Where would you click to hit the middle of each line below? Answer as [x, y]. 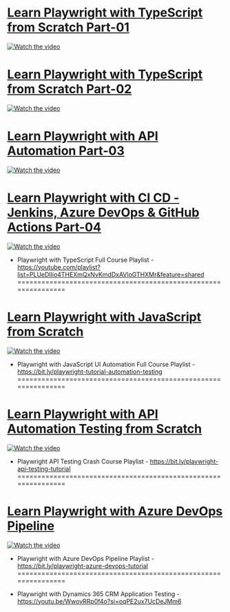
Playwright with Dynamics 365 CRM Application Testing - [98, 594]
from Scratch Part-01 [68, 27]
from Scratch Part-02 [70, 89]
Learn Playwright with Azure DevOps [115, 511]
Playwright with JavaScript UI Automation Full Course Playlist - [106, 364]
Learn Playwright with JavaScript [104, 317]
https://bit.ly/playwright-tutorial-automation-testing [90, 372]
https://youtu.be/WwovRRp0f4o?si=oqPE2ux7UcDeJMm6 [99, 601]
